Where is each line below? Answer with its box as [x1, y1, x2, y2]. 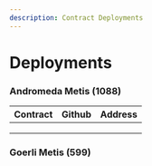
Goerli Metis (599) [9, 146, 91, 159]
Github [62, 108, 92, 121]
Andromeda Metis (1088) [9, 84, 122, 97]
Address [100, 108, 138, 121]
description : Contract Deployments [9, 13, 144, 23]
